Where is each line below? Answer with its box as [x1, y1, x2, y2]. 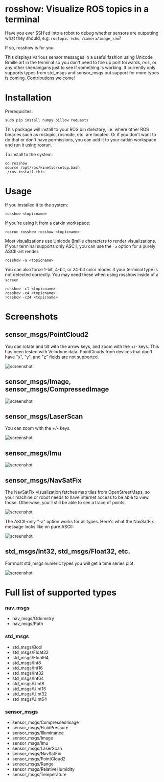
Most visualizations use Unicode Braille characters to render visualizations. [5, 238, 157, 244]
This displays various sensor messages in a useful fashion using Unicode [5, 54, 153, 60]
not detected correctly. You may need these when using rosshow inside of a [5, 272, 159, 277]
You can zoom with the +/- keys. [5, 425, 71, 431]
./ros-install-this [5, 169, 45, 174]
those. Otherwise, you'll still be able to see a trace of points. [5, 500, 126, 506]
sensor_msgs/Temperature [12, 771, 67, 777]
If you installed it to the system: [5, 202, 69, 207]
